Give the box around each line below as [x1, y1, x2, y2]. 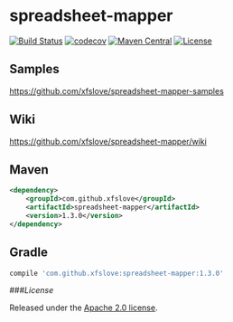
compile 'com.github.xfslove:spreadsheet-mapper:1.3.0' [9, 269, 224, 278]
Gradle [9, 245, 48, 260]
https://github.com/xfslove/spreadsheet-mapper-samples [9, 85, 224, 96]
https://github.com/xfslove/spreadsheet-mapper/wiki [9, 136, 208, 147]
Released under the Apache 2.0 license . [9, 302, 158, 313]
